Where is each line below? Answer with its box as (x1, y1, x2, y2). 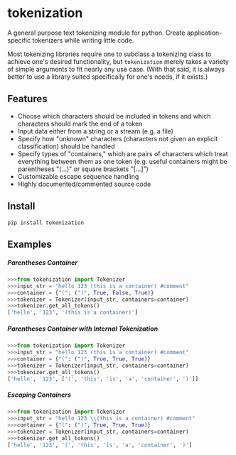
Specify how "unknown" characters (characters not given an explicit (17, 134, 218, 143)
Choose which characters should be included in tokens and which (17, 111, 211, 120)
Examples (7, 238, 52, 250)
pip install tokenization (7, 219, 84, 226)
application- (186, 28, 222, 37)
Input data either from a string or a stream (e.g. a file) (17, 126, 174, 136)
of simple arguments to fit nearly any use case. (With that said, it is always (7, 65, 225, 73)
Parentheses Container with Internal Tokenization (7, 324, 159, 333)
